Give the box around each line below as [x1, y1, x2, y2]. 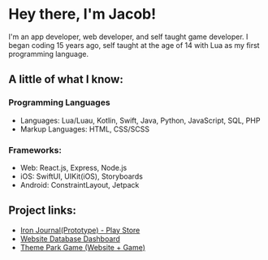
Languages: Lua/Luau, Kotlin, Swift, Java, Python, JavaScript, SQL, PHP [19, 115, 261, 125]
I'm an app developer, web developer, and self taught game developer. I [8, 32, 249, 41]
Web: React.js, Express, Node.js [19, 162, 128, 172]
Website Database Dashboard [19, 233, 120, 244]
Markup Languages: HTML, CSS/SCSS [19, 123, 150, 134]
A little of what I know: [8, 72, 123, 86]
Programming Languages [8, 97, 111, 108]
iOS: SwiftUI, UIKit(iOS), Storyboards [19, 171, 144, 181]
